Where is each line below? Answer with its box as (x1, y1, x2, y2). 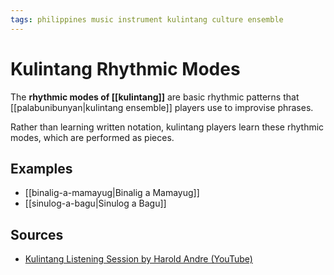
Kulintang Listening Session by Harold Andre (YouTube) (24, 253, 253, 265)
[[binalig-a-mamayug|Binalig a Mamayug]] (24, 187, 200, 199)
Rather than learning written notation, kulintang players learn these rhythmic (10, 121, 325, 133)
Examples (10, 160, 73, 177)
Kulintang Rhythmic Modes (10, 57, 241, 80)
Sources (10, 226, 64, 243)
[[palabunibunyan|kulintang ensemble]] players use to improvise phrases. (10, 101, 314, 113)
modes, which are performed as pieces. (10, 131, 175, 143)
